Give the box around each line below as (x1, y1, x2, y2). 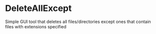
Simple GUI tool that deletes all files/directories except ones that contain (5, 19, 151, 24)
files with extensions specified (5, 23, 67, 29)
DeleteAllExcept (5, 3, 72, 14)
